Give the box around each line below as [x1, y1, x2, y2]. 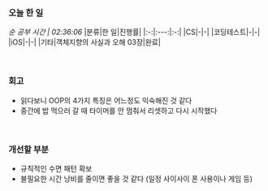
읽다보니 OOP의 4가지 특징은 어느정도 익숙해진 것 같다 [19, 95, 192, 105]
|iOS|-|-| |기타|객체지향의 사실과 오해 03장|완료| [8, 37, 161, 47]
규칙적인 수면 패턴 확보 [19, 163, 93, 173]
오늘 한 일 [8, 7, 43, 18]
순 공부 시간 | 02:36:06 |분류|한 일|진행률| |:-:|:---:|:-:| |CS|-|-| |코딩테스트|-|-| [8, 27, 261, 37]
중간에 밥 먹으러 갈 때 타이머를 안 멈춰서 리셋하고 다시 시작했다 [19, 106, 218, 115]
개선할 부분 [8, 144, 50, 155]
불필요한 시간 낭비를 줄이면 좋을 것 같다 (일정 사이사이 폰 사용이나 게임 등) [19, 173, 253, 184]
